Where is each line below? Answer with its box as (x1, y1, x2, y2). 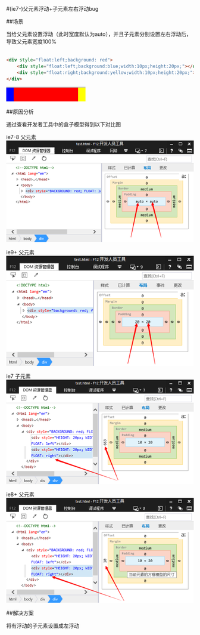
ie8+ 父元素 (6, 491, 35, 498)
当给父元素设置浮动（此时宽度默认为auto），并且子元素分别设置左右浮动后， (6, 30, 192, 38)
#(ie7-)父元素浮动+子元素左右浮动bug (6, 5, 99, 12)
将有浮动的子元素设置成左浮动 (6, 622, 79, 629)
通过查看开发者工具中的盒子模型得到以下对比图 (6, 121, 121, 128)
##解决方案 (6, 609, 34, 616)
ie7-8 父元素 (6, 134, 37, 141)
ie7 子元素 (6, 372, 31, 380)
